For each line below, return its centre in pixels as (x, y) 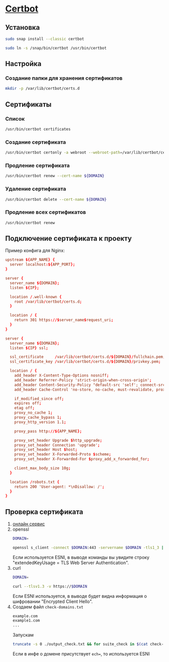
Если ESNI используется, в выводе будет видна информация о (80, 596)
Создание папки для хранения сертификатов (64, 78)
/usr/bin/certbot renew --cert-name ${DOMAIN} (55, 176)
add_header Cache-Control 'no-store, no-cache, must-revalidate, (84, 390)
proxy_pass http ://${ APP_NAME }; (48, 431)
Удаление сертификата (36, 189)
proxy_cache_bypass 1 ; (38, 417)
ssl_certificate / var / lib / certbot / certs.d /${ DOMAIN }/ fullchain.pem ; (88, 357)
